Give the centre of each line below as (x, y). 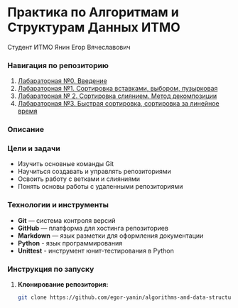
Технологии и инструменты (58, 205)
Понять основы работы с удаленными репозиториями (100, 187)
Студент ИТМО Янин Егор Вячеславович (69, 47)
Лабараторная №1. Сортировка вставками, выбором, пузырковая (118, 89)
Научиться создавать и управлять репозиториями (94, 172)
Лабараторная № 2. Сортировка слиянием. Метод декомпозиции (117, 96)
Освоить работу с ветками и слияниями (79, 179)
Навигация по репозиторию (58, 65)
